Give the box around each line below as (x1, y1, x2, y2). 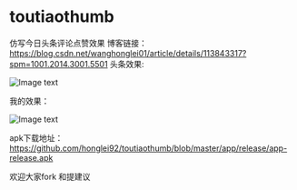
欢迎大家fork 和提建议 (9, 171, 91, 182)
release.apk (9, 152, 54, 163)
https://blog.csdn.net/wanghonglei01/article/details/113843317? (9, 47, 247, 58)
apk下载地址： (9, 132, 64, 143)
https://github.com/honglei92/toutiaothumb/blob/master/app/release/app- (9, 143, 288, 154)
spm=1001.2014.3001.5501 (9, 58, 108, 69)
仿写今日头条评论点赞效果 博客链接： (9, 37, 147, 48)
